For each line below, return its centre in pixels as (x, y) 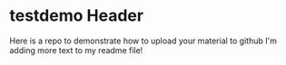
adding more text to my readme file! (76, 50)
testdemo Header (76, 16)
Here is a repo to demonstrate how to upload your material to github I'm (143, 41)
